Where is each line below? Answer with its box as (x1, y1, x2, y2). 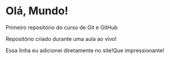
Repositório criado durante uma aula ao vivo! (5, 35, 117, 42)
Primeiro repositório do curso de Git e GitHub (5, 24, 118, 31)
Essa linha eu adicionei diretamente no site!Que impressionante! (5, 46, 165, 54)
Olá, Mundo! (5, 4, 69, 18)
